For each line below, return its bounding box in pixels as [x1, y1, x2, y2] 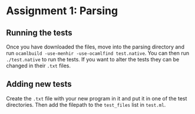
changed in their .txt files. [6, 62, 71, 69]
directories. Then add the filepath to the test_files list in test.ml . [6, 101, 166, 108]
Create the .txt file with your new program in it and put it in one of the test [6, 95, 187, 102]
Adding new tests [6, 79, 72, 89]
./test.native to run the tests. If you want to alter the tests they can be [6, 56, 180, 63]
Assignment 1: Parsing [6, 4, 118, 18]
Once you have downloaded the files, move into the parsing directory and [6, 43, 184, 50]
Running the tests [6, 28, 72, 38]
